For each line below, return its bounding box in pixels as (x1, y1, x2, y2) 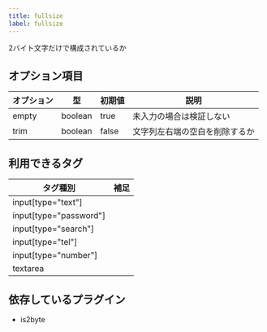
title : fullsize (8, 11, 63, 20)
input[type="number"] (12, 250, 98, 261)
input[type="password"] (12, 210, 106, 221)
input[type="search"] (12, 223, 95, 234)
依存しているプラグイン (8, 292, 126, 306)
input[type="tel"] (12, 237, 78, 248)
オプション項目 (8, 68, 84, 82)
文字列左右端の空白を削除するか (132, 126, 255, 138)
